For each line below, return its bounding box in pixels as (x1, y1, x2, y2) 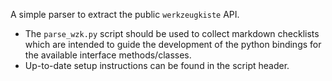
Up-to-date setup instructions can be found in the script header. (24, 60, 290, 71)
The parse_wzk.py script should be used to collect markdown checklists (24, 28, 320, 39)
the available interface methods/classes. (24, 49, 192, 61)
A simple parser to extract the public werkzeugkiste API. (10, 9, 240, 20)
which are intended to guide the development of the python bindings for (24, 39, 322, 50)
